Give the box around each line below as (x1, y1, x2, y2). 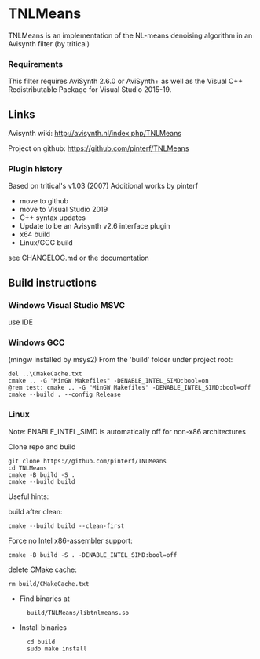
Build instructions (8, 276, 97, 289)
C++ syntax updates (19, 213, 86, 222)
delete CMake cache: (8, 565, 77, 574)
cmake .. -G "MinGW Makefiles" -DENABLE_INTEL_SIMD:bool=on (8, 377, 210, 385)
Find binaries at (19, 594, 71, 603)
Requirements (8, 58, 64, 69)
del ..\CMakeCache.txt (8, 370, 82, 378)
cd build (27, 638, 56, 646)
